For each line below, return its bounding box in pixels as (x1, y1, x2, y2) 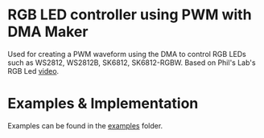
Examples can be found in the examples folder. (7, 120, 163, 130)
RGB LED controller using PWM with (7, 6, 252, 24)
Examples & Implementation (7, 95, 199, 113)
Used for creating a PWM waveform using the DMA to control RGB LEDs (7, 49, 246, 59)
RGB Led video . (7, 66, 60, 75)
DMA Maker (7, 22, 89, 41)
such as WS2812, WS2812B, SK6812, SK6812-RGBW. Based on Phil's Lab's (7, 58, 256, 67)
